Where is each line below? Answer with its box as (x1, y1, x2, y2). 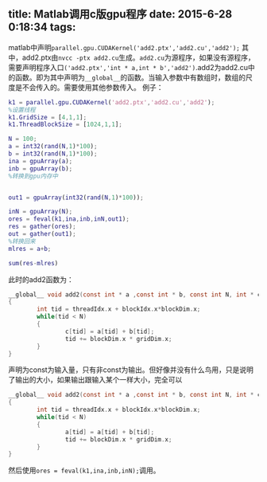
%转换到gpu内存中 (8, 172, 58, 180)
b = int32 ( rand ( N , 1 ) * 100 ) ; (8, 150, 98, 158)
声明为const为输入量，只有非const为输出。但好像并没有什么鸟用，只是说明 (8, 365, 254, 374)
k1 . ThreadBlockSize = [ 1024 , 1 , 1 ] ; (8, 120, 123, 129)
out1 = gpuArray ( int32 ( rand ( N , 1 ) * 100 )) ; (8, 194, 145, 202)
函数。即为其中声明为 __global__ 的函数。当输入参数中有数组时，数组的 (14, 72, 246, 82)
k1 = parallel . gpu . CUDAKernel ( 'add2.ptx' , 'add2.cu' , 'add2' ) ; (8, 98, 215, 106)
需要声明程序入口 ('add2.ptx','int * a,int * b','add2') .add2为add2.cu (8, 62, 249, 72)
